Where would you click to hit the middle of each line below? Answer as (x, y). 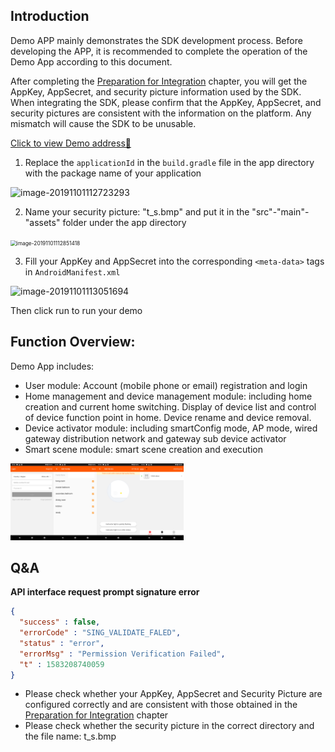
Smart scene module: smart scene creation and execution (143, 449)
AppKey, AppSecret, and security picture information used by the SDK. (156, 91)
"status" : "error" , (62, 643)
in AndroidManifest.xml (72, 271)
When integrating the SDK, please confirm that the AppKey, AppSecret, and (166, 102)
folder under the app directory (124, 222)
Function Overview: (73, 342)
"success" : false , (60, 622)
